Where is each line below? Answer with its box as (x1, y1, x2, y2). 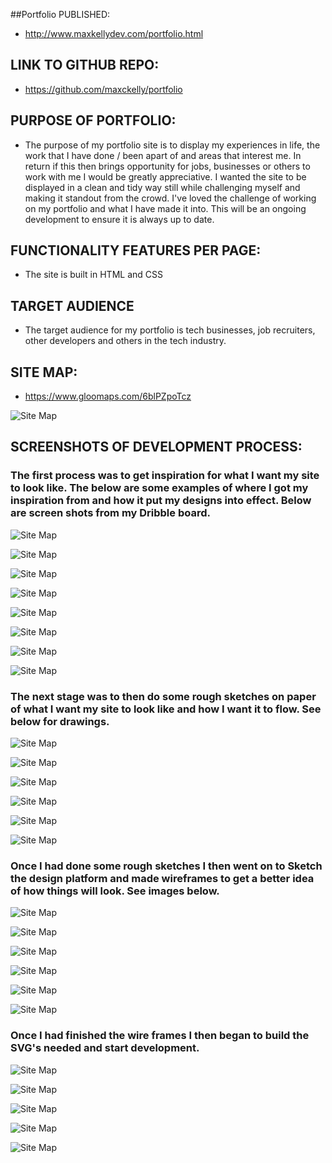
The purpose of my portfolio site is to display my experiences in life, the (24, 139, 321, 151)
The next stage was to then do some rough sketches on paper (10, 689, 317, 703)
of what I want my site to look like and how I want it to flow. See (10, 702, 322, 716)
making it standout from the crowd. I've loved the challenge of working (24, 192, 317, 204)
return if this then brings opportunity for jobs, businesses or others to (24, 160, 311, 172)
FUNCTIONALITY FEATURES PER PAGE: (10, 242, 262, 259)
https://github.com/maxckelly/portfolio (24, 83, 183, 95)
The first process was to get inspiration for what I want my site (10, 469, 320, 483)
